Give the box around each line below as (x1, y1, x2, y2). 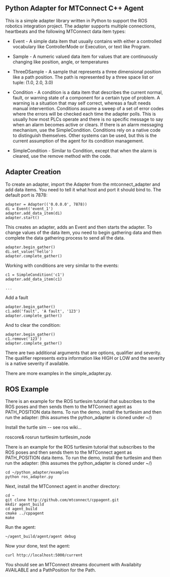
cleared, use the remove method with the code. (12, 153, 112, 159)
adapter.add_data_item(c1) (5, 277, 62, 282)
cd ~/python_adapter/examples (5, 470, 70, 475)
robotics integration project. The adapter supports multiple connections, (5, 23, 156, 29)
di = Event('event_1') (5, 206, 53, 211)
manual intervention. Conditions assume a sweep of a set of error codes (12, 105, 164, 111)
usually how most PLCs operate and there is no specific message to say (12, 116, 163, 122)
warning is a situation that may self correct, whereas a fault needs (12, 100, 151, 106)
